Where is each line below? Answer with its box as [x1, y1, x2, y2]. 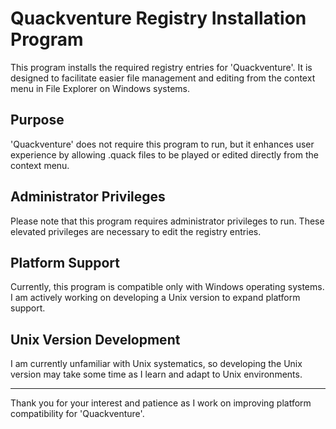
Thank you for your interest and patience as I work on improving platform [10, 397, 312, 409]
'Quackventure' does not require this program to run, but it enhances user [10, 138, 315, 150]
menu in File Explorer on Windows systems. [10, 82, 190, 94]
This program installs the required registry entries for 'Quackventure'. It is [10, 61, 313, 73]
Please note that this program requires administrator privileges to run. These [10, 215, 325, 227]
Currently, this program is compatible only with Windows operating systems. [10, 281, 325, 293]
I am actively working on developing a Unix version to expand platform [10, 292, 301, 304]
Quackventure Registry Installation [10, 7, 307, 30]
